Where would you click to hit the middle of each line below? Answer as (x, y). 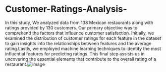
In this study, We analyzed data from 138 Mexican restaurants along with (79, 23)
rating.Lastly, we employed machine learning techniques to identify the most (83, 48)
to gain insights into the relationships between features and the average (78, 43)
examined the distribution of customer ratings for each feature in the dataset (83, 38)
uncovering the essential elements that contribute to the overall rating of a (81, 59)
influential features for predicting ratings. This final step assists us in (75, 54)
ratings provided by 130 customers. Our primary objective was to (71, 27)
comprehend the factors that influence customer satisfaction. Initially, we (80, 33)
